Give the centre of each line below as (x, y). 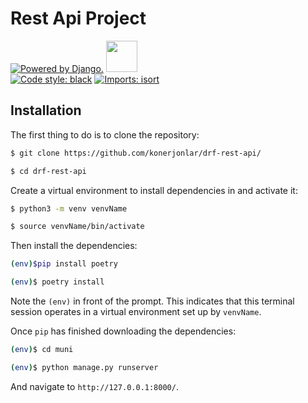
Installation (46, 110)
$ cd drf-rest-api (48, 171)
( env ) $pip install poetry (64, 264)
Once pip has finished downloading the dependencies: (123, 331)
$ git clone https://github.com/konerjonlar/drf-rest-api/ (136, 153)
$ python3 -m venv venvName (69, 208)
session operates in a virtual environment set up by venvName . (136, 311)
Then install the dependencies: (74, 246)
